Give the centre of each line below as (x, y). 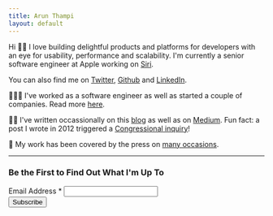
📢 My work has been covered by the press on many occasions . (114, 144)
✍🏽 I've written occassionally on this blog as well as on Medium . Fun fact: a (134, 119)
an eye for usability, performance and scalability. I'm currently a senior (126, 55)
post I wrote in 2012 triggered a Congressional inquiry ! (100, 128)
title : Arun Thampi (41, 16)
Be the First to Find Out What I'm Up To (87, 173)
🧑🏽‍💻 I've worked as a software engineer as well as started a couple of (126, 95)
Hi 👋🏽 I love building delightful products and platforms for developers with (132, 46)
